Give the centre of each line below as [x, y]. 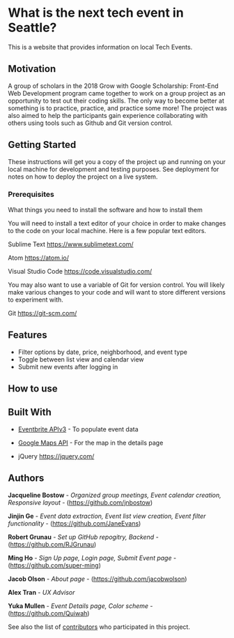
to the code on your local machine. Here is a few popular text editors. [107, 230]
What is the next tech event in [96, 13]
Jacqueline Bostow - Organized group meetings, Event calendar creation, [115, 495]
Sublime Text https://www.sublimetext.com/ [71, 244]
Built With [30, 412]
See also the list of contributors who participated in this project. [99, 627]
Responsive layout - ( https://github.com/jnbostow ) [80, 502]
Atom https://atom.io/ [38, 258]
